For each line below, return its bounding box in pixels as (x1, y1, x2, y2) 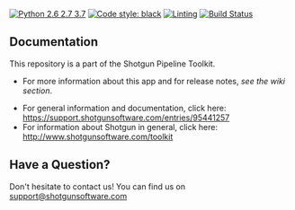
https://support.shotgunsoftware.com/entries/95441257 (22, 112, 230, 123)
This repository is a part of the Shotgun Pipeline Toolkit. (9, 58, 216, 69)
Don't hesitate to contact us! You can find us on (9, 180, 186, 192)
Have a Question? (9, 157, 111, 172)
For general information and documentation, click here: (22, 102, 227, 113)
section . (22, 85, 52, 96)
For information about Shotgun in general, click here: (22, 121, 219, 132)
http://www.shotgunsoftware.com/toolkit (22, 131, 174, 142)
